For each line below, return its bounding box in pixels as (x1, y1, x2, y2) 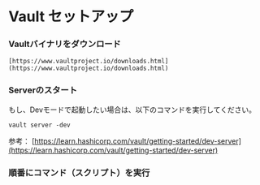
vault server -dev (8, 121, 71, 129)
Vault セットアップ (8, 7, 134, 26)
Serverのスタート (8, 84, 78, 96)
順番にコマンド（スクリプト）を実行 (8, 167, 150, 179)
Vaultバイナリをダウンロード (8, 38, 122, 49)
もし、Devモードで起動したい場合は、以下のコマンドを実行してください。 (8, 105, 257, 114)
